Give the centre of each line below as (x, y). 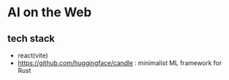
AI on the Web (50, 12)
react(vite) (33, 55)
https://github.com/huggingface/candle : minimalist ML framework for (119, 63)
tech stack (31, 39)
